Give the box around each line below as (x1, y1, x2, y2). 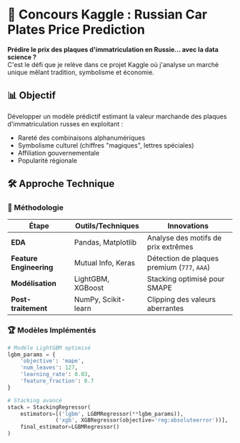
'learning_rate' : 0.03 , (20, 371, 91, 378)
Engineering (11, 263, 54, 273)
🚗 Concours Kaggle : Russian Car (7, 6, 208, 23)
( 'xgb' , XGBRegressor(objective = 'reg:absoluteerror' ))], (55, 417, 229, 424)
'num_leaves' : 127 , (20, 364, 79, 372)
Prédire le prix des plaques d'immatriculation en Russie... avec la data (7, 45, 219, 54)
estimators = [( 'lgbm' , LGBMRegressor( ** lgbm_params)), (20, 410, 184, 417)
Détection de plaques (146, 253, 219, 263)
